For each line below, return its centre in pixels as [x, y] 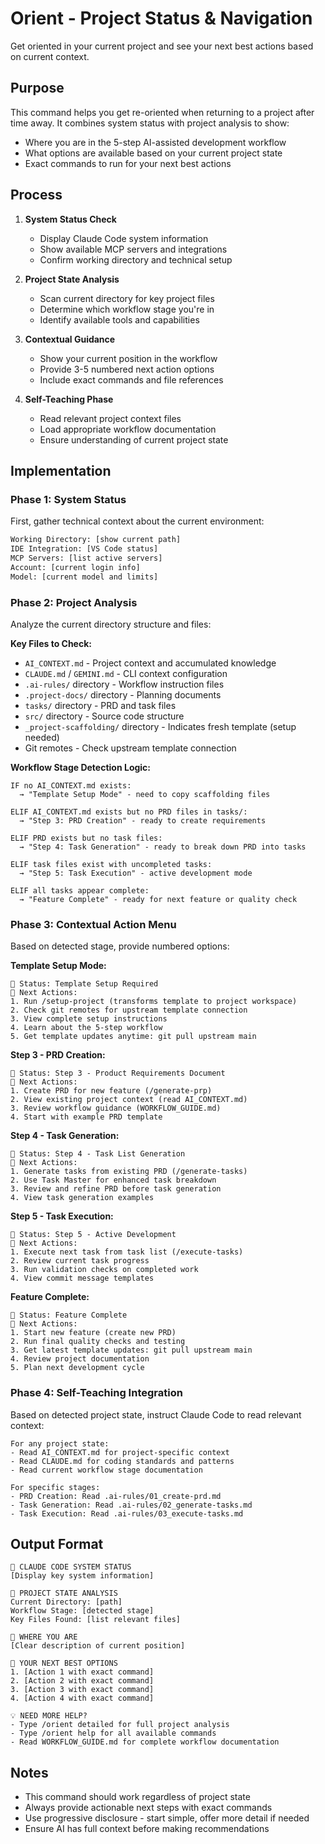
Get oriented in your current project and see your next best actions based [162, 46]
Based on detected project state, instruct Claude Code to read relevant [156, 1414]
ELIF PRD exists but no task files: [86, 838]
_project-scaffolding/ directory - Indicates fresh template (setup [160, 726]
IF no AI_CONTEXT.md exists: [71, 785]
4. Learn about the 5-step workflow [86, 1028]
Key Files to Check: [51, 643]
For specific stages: [55, 1487]
